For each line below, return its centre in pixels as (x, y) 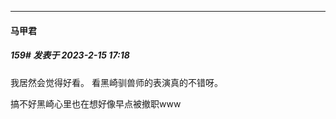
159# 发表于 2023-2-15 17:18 (70, 55)
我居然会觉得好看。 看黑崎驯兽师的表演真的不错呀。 (116, 82)
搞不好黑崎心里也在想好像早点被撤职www (96, 103)
